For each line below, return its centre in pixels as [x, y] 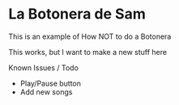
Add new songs [46, 92]
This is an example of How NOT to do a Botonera [90, 36]
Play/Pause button [51, 83]
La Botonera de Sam [77, 14]
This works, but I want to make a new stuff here [88, 52]
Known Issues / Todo [44, 67]
